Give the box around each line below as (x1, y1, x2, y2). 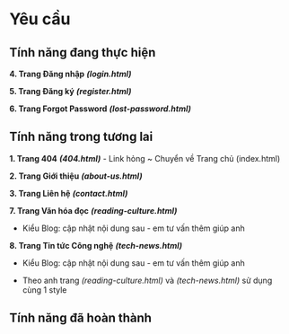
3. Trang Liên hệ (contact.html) (9, 188, 128, 198)
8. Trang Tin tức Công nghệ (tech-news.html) (9, 240, 183, 250)
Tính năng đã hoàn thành (9, 311, 153, 326)
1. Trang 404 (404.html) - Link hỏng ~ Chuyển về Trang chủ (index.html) (9, 153, 281, 163)
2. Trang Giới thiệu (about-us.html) (9, 171, 143, 181)
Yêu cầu (9, 9, 71, 30)
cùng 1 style (22, 284, 67, 295)
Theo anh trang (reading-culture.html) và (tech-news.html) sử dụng (22, 275, 273, 286)
